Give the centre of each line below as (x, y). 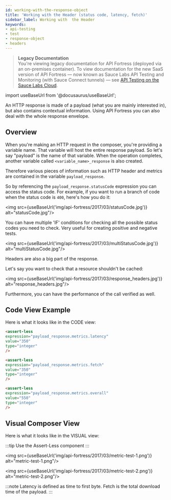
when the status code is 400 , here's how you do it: (58, 197)
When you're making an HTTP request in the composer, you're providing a (84, 145)
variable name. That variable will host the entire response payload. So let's (84, 150)
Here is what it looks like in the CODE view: (51, 322)
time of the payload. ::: (29, 492)
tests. (11, 233)
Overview (21, 132)
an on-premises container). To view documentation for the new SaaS (91, 69)
